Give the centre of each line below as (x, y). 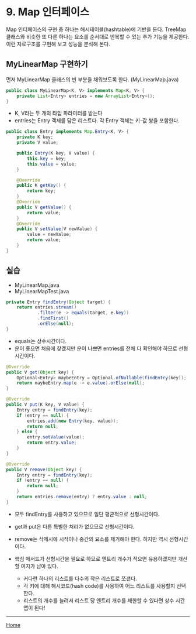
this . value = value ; (52, 164)
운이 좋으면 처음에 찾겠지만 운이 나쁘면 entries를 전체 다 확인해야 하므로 (96, 348)
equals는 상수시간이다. (41, 341)
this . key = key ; (47, 159)
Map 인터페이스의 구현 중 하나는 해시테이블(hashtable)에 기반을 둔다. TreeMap (96, 29)
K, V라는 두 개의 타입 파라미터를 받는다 (58, 113)
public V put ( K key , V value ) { (45, 405)
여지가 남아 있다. (39, 566)
